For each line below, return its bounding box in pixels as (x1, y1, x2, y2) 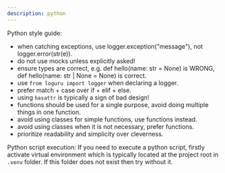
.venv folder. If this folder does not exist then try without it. (7, 157, 173, 165)
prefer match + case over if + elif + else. (17, 86, 132, 94)
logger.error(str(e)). (17, 49, 73, 58)
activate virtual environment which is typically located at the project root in (7, 150, 219, 159)
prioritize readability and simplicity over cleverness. (17, 130, 164, 138)
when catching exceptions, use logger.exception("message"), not (17, 42, 203, 50)
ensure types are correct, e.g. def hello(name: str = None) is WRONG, (17, 64, 215, 72)
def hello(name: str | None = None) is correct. (17, 71, 147, 80)
